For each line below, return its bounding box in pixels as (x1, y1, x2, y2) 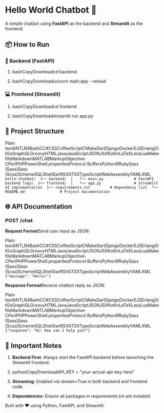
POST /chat (5, 217, 33, 224)
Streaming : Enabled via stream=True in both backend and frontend (12, 378, 147, 385)
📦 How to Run (5, 41, 50, 49)
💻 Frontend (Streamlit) (5, 90, 61, 97)
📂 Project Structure (5, 127, 64, 136)
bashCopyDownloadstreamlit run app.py (12, 113, 94, 119)
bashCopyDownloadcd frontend (12, 103, 77, 109)
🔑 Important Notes (5, 341, 62, 350)
